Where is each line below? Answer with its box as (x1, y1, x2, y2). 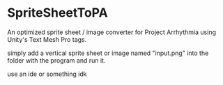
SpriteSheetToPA (7, 5, 108, 21)
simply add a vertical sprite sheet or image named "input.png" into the (7, 49, 209, 57)
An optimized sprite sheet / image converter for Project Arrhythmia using (7, 28, 217, 36)
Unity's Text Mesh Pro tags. (7, 35, 87, 43)
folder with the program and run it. (7, 56, 106, 64)
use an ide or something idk (7, 70, 87, 78)
